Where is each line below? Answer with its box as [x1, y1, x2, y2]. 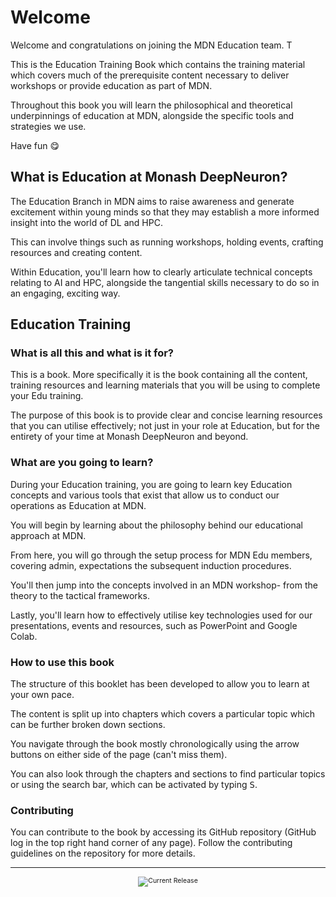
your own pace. [10, 689, 75, 701]
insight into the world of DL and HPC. [10, 216, 163, 228]
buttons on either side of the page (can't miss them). [10, 749, 228, 761]
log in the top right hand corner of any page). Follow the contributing [10, 837, 293, 849]
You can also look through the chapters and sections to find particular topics [10, 768, 326, 780]
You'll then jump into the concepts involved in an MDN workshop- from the [10, 579, 318, 591]
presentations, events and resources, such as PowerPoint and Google [10, 619, 298, 631]
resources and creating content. [10, 246, 143, 258]
